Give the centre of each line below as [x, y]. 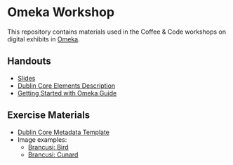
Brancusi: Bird [48, 147]
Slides [26, 78]
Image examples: [42, 139]
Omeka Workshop [61, 12]
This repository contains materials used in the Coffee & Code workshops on [117, 32]
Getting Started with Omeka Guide [67, 93]
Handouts [29, 61]
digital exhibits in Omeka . [44, 39]
